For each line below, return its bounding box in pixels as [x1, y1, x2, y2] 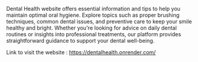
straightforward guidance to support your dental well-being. [6, 37, 155, 44]
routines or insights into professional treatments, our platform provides [6, 31, 182, 38]
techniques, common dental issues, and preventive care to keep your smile [6, 18, 193, 25]
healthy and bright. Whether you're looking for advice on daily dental [6, 24, 177, 31]
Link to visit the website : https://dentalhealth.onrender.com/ [6, 49, 156, 56]
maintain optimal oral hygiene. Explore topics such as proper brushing [6, 11, 180, 19]
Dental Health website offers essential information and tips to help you [6, 5, 181, 12]
